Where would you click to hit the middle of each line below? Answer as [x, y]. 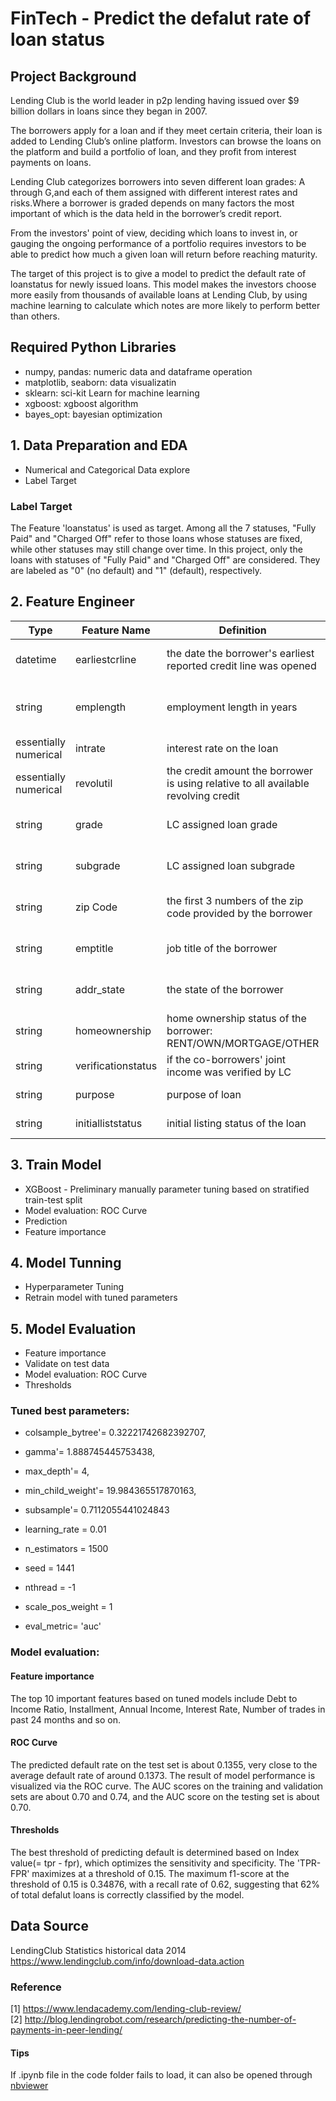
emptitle [94, 948]
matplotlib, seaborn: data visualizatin [100, 382]
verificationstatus [116, 1065]
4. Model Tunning [66, 1262]
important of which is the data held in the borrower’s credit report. [146, 213]
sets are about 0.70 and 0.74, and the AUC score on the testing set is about [165, 1796]
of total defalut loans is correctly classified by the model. [127, 1895]
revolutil [93, 783]
